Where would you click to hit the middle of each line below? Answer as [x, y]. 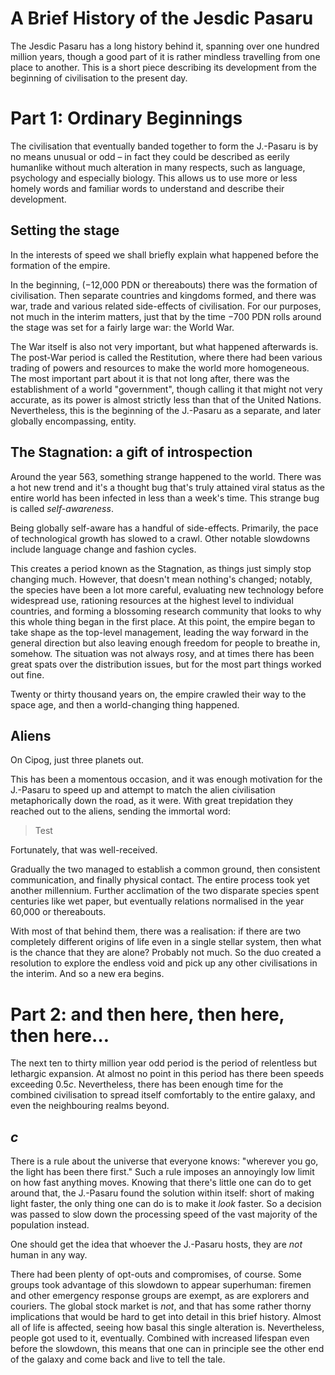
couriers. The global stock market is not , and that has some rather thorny [161, 1306]
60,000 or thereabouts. [58, 912]
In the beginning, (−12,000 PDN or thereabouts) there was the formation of [164, 284]
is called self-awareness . [62, 508]
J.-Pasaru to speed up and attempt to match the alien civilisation [143, 790]
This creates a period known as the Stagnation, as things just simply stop [161, 568]
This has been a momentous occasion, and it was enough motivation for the [166, 779]
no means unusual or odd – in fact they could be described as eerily [150, 156]
